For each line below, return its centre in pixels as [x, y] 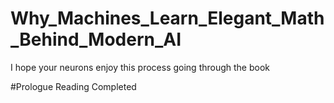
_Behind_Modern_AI [96, 39]
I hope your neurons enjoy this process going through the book [140, 67]
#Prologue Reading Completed [73, 86]
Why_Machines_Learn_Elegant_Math [167, 18]
